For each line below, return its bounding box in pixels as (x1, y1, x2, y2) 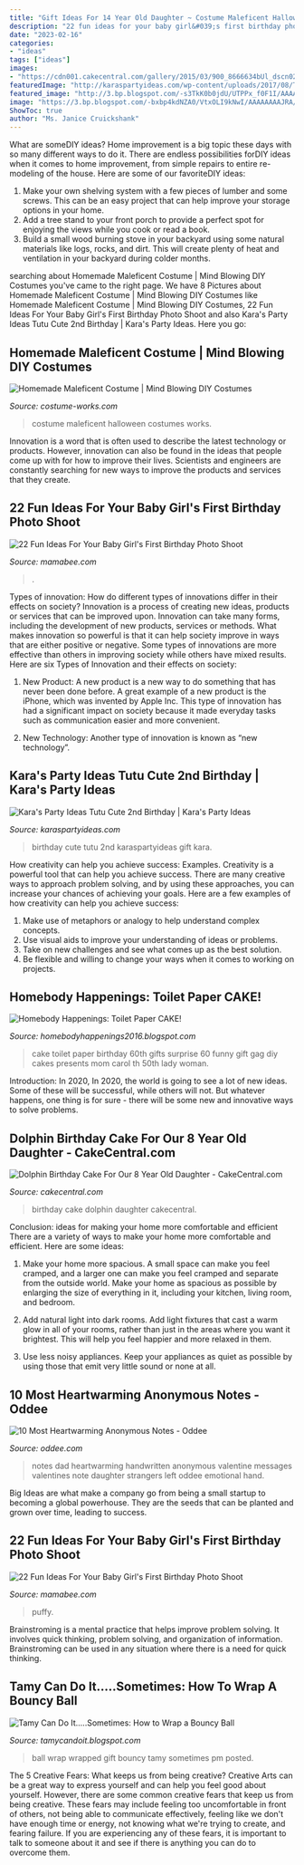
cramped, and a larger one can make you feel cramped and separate (22, 1268, 279, 1279)
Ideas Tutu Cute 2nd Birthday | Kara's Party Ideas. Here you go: (9, 319, 247, 330)
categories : (9, 38, 54, 48)
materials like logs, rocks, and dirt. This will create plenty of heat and (22, 244, 280, 255)
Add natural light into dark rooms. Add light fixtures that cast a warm (22, 1314, 279, 1325)
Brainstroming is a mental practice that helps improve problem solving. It (9, 1623, 280, 1635)
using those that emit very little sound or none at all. (22, 1360, 216, 1372)
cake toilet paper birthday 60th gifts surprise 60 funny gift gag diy (31, 1048, 279, 1060)
